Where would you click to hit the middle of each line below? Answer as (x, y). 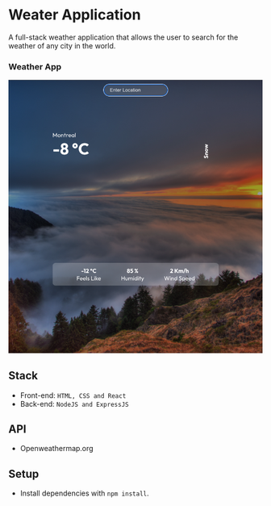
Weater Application (75, 15)
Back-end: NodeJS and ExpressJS (74, 404)
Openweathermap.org (57, 449)
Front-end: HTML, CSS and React (73, 395)
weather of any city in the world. (62, 45)
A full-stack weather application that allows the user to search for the (123, 37)
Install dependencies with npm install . (84, 493)
